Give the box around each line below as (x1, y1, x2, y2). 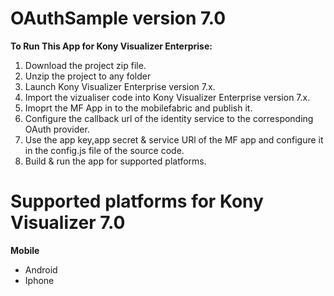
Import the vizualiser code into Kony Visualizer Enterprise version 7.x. (24, 91, 311, 103)
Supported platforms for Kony (10, 190, 264, 213)
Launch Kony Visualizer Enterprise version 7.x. (24, 80, 216, 92)
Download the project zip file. (24, 59, 147, 71)
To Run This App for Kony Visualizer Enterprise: (10, 40, 213, 52)
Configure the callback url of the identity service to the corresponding (24, 112, 314, 124)
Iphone (24, 274, 55, 286)
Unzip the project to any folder (24, 70, 152, 82)
